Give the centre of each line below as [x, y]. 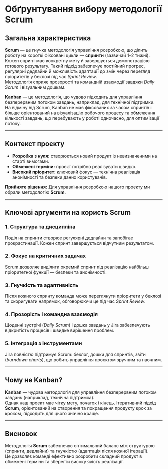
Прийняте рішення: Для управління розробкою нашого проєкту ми [78, 187]
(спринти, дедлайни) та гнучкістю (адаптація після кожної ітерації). [77, 451]
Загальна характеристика [48, 38]
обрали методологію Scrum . [36, 192]
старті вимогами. [31, 161]
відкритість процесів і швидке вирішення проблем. [60, 330]
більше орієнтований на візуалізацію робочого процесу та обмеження [80, 113]
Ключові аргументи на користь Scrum [68, 213]
